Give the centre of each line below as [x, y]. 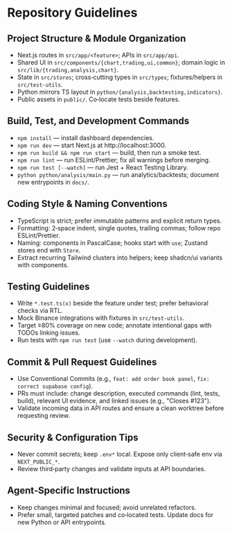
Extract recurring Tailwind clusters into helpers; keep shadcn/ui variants [120, 257]
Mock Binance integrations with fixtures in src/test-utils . [101, 318]
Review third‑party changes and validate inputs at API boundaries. [111, 469]
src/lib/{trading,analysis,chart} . [68, 70]
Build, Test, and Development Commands [98, 121]
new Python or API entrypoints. [62, 522]
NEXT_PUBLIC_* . [38, 462]
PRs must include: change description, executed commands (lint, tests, [118, 394]
